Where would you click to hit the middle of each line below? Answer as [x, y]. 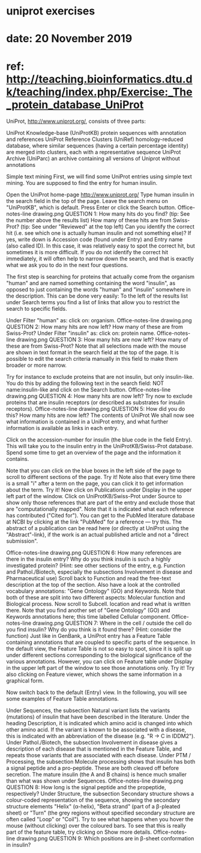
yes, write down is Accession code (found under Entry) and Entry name [94, 240]
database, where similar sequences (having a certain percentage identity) [97, 146]
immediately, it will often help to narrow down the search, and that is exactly [100, 259]
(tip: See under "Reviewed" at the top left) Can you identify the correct [108, 227]
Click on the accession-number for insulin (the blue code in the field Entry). [99, 440]
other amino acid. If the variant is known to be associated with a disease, [96, 730]
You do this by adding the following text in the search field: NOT [85, 383]
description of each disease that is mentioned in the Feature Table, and [94, 749]
